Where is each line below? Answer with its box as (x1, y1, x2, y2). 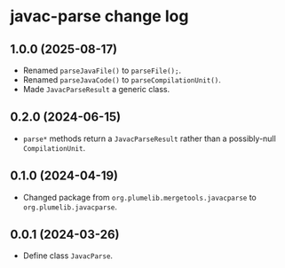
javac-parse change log (10, 6, 189, 27)
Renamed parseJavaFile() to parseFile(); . (22, 65, 181, 75)
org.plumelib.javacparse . (22, 201, 118, 212)
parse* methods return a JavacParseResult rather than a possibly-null (22, 133, 276, 144)
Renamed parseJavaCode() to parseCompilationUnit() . (22, 75, 221, 85)
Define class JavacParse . (22, 250, 114, 261)
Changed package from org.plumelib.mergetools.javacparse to (22, 192, 257, 202)
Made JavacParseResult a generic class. (22, 84, 170, 94)
